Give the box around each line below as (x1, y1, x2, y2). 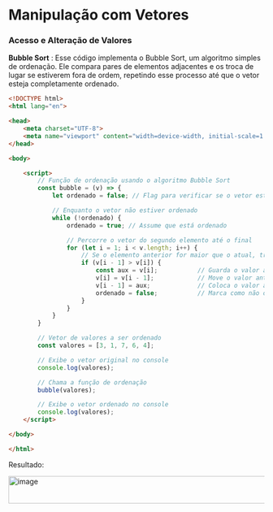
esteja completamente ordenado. (8, 79, 119, 89)
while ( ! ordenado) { (51, 214, 122, 222)
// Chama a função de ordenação (37, 378, 148, 387)
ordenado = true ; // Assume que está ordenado (66, 221, 227, 229)
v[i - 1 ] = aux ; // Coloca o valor (95, 281, 260, 289)
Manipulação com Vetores (8, 6, 189, 24)
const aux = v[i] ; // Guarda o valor (95, 267, 260, 275)
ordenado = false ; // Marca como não (95, 289, 260, 297)
